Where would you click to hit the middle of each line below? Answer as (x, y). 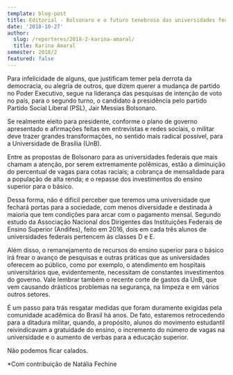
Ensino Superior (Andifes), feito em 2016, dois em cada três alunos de (107, 229)
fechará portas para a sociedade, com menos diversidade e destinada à (110, 207)
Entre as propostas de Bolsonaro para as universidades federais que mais (113, 157)
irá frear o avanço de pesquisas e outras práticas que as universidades (109, 257)
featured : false (31, 59)
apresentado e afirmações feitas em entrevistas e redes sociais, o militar (111, 128)
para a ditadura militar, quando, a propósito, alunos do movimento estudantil (116, 322)
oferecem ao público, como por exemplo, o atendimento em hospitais (106, 265)
